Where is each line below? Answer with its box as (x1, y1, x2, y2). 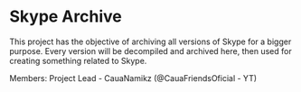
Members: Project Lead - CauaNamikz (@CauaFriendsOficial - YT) (9, 72, 258, 83)
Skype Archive (9, 6, 122, 27)
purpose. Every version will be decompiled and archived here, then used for (9, 45, 292, 56)
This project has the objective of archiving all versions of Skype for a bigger (9, 36, 292, 47)
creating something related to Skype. (9, 55, 147, 66)
